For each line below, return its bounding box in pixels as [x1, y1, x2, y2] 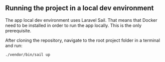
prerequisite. [5, 27, 32, 34]
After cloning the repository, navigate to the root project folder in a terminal [5, 37, 160, 43]
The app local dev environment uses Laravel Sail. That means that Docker [5, 17, 157, 23]
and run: [5, 42, 23, 49]
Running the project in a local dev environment [5, 4, 154, 12]
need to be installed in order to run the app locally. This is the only [5, 22, 142, 28]
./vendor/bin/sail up [5, 52, 51, 57]
